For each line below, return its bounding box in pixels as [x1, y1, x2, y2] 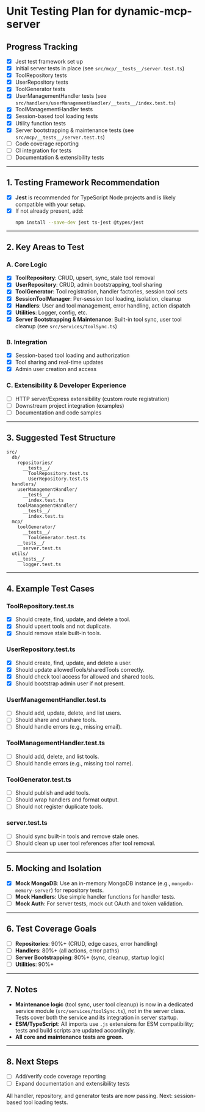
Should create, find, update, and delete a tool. [15, 616, 131, 623]
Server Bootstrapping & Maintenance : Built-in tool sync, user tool [15, 315, 182, 323]
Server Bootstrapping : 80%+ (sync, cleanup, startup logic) [15, 954, 165, 961]
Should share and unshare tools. [15, 716, 97, 724]
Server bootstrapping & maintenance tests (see [15, 127, 134, 134]
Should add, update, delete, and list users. [15, 709, 122, 716]
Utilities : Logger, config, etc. [15, 309, 88, 316]
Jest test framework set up [15, 58, 84, 65]
